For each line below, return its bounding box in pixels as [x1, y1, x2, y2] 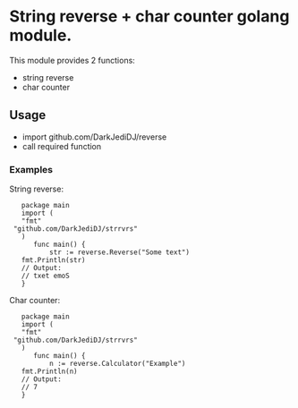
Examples [9, 163, 54, 175]
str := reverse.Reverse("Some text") [48, 248, 191, 257]
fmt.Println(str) [21, 256, 87, 265]
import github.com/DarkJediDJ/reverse [21, 132, 167, 142]
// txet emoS [21, 271, 70, 281]
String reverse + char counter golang [9, 6, 290, 27]
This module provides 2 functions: [9, 55, 136, 65]
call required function [21, 140, 102, 151]
